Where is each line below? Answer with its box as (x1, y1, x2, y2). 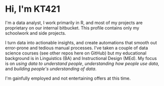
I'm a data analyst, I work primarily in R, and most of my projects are (5, 20, 143, 26)
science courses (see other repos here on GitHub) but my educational (5, 50, 146, 56)
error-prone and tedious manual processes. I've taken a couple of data (5, 45, 148, 51)
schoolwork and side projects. (5, 30, 66, 36)
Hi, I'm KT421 (5, 3, 60, 15)
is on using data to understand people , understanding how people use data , (5, 60, 160, 66)
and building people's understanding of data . (5, 65, 97, 72)
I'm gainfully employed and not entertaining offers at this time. (5, 75, 131, 81)
